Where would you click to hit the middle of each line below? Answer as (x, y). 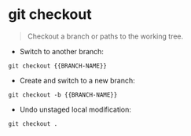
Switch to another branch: (62, 51)
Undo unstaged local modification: (75, 109)
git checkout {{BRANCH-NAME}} (58, 66)
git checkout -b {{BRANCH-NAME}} (63, 95)
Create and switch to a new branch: (77, 80)
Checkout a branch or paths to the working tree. (105, 36)
